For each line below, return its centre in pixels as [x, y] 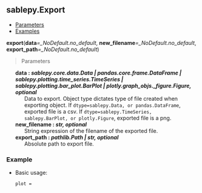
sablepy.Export [36, 10]
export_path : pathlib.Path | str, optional [67, 137]
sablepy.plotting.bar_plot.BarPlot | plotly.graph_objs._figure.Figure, [103, 86]
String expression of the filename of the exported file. [91, 130]
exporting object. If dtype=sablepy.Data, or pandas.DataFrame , [102, 105]
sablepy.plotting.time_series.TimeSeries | [69, 79]
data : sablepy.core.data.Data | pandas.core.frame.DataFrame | [98, 73]
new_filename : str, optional [51, 124]
